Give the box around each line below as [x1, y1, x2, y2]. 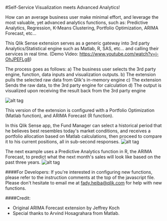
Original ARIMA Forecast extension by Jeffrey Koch [12, 205, 120, 211]
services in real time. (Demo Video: [5, 51, 78, 57]
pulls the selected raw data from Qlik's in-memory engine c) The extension [5, 77, 161, 83]
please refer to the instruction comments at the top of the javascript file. [5, 174, 155, 180]
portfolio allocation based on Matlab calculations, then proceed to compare [5, 133, 162, 139]
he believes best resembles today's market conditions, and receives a [5, 128, 151, 134]
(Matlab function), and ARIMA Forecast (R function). [5, 113, 114, 119]
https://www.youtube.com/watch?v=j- [79, 51, 159, 57]
